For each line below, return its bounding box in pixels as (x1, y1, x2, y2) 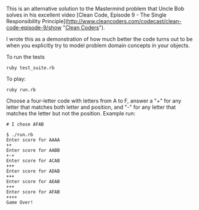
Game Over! (6, 199, 33, 205)
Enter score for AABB (6, 148, 60, 153)
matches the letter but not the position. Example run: (6, 110, 136, 117)
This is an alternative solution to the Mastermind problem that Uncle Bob (6, 5, 185, 12)
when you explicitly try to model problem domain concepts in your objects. (6, 42, 190, 49)
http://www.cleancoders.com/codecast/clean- (67, 18, 182, 24)
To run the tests (6, 54, 45, 60)
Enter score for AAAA (6, 137, 60, 143)
